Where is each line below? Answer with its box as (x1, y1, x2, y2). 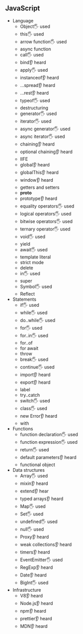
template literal (20, 254, 51, 260)
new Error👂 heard (20, 413, 57, 419)
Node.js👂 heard (20, 600, 53, 606)
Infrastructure (12, 587, 41, 593)
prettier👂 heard (20, 615, 52, 621)
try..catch (20, 392, 40, 398)
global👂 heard (20, 161, 50, 167)
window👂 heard (20, 177, 54, 183)
